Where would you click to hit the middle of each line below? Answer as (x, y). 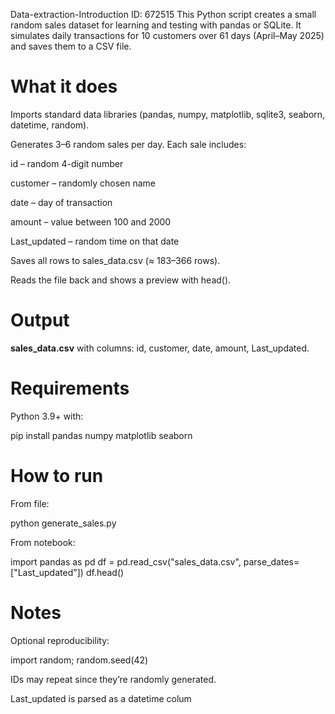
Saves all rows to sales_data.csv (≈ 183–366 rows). (115, 260)
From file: (30, 503)
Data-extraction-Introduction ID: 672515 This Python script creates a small (163, 14)
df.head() (105, 572)
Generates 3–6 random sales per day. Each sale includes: (128, 144)
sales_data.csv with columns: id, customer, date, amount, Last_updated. (160, 348)
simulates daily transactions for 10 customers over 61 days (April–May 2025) (167, 35)
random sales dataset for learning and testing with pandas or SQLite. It (156, 25)
